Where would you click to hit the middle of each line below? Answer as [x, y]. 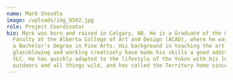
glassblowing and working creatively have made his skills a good [111, 53]
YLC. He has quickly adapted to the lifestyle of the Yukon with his [115, 59]
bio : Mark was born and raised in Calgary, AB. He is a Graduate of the [114, 33]
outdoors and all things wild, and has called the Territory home [111, 65]
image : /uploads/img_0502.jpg [50, 20]
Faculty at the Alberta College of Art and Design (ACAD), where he [114, 40]
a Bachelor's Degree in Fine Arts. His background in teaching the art [119, 46]
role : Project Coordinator [46, 26]
